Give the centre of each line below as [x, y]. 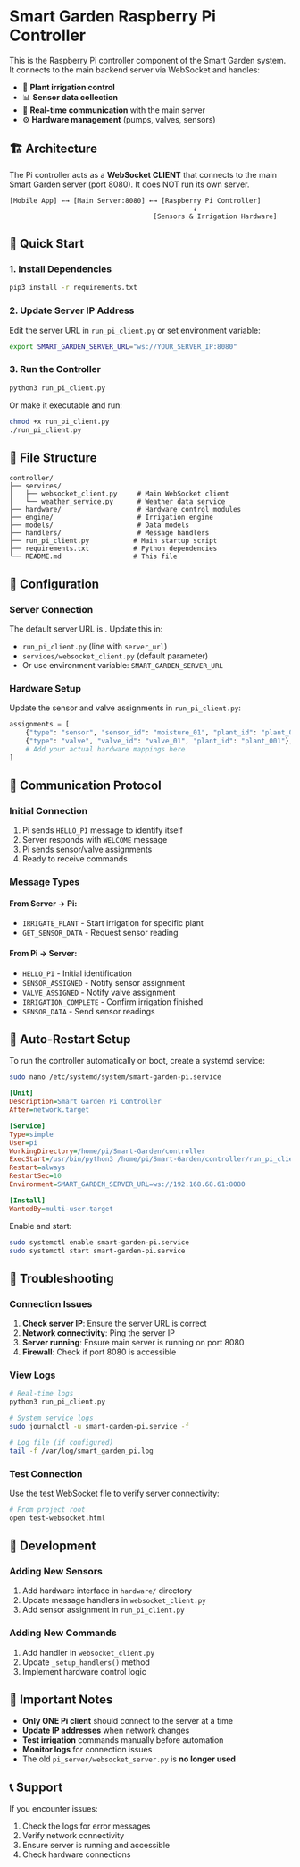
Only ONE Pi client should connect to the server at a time [128, 1721]
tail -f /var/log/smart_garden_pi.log [81, 1451]
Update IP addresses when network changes [106, 1731]
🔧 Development [53, 1546]
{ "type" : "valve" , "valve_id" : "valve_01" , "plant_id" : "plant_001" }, [159, 741]
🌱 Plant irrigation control [69, 87]
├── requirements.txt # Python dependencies [113, 549]
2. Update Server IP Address [72, 310]
